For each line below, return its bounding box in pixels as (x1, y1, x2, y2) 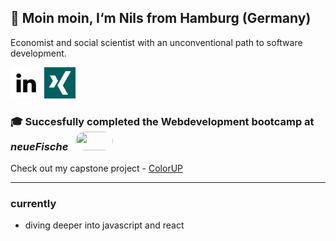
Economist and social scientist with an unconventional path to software (10, 36, 303, 48)
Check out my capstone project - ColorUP (10, 162, 184, 175)
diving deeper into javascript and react (24, 219, 185, 231)
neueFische (10, 139, 69, 153)
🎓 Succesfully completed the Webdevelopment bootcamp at (10, 114, 315, 128)
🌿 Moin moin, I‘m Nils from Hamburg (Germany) (10, 10, 312, 27)
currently (10, 197, 57, 211)
